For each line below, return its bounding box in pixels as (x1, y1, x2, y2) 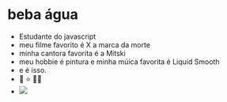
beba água (7, 6, 78, 24)
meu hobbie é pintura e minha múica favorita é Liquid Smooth (18, 57, 220, 66)
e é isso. (18, 65, 47, 74)
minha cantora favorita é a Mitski (18, 48, 126, 58)
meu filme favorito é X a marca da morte (18, 40, 151, 49)
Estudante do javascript (18, 32, 96, 41)
